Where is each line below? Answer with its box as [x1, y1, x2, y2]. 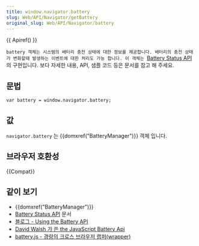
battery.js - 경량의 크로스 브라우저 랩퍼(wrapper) [14, 233, 131, 240]
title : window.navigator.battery [6, 8, 90, 15]
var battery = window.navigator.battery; [6, 97, 112, 103]
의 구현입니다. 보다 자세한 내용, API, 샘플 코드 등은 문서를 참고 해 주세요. [6, 61, 174, 69]
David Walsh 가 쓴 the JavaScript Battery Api [14, 225, 125, 232]
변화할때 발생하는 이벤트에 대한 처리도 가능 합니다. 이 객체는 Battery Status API [13, 55, 192, 62]
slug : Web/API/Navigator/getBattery [6, 14, 98, 20]
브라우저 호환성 [6, 152, 60, 162]
